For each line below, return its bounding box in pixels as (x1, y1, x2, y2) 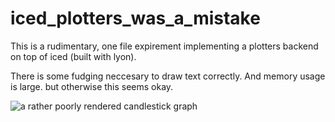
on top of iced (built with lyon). (10, 50, 137, 62)
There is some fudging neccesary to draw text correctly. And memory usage (10, 70, 326, 82)
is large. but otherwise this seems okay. (10, 80, 174, 92)
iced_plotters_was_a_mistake (10, 7, 261, 30)
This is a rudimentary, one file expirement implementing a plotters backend (10, 40, 319, 52)
